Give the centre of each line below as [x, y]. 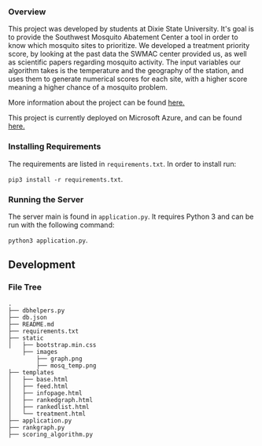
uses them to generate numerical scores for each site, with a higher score [128, 79]
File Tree [25, 287]
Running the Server [46, 199]
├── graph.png [59, 359]
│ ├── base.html [38, 379]
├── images [40, 352]
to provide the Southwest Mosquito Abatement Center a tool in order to [123, 37]
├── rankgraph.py [37, 427]
